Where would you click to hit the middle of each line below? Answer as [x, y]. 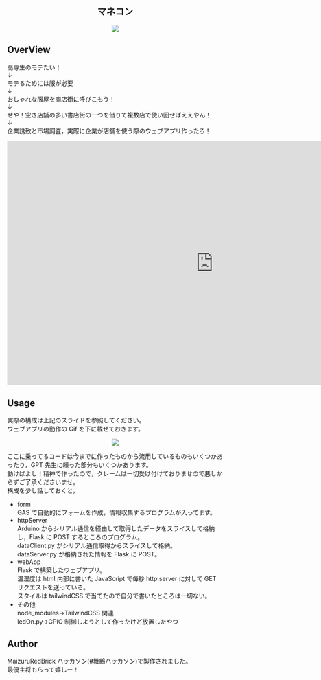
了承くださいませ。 [52, 482]
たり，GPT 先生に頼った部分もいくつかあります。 [82, 465]
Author [22, 644]
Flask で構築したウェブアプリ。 [61, 570]
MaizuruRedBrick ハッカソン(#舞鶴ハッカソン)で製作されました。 [99, 661]
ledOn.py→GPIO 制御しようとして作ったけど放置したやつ [98, 622]
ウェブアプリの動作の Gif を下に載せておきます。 [76, 429]
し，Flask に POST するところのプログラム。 [80, 537]
